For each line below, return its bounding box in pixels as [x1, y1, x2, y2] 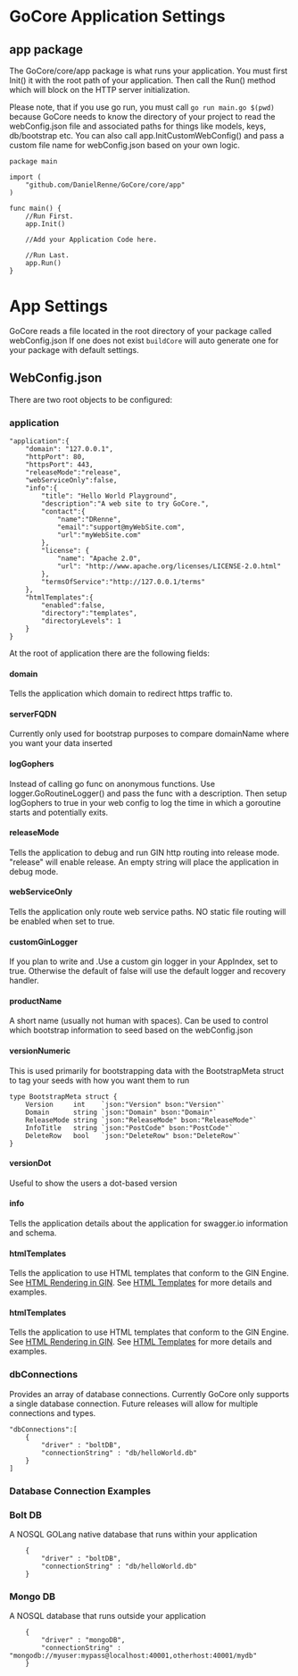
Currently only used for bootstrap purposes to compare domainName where [9, 728, 290, 739]
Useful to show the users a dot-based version [9, 1177, 178, 1188]
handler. [9, 976, 39, 986]
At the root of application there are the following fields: [9, 648, 211, 658]
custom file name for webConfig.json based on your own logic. [9, 140, 241, 150]
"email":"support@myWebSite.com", [56, 523, 186, 532]
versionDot [9, 1158, 52, 1169]
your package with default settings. [9, 344, 140, 355]
